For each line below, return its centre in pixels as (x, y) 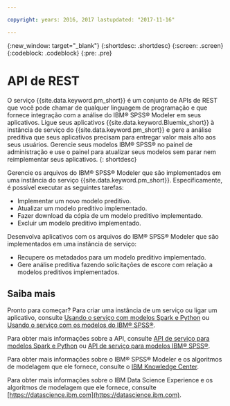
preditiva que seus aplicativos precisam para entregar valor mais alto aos (112, 137)
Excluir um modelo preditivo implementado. (79, 223)
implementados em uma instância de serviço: (72, 244)
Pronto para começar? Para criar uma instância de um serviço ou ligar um (112, 310)
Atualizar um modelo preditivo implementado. (82, 208)
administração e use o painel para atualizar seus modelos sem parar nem (112, 152)
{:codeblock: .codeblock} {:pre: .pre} (60, 53)
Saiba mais (32, 293)
